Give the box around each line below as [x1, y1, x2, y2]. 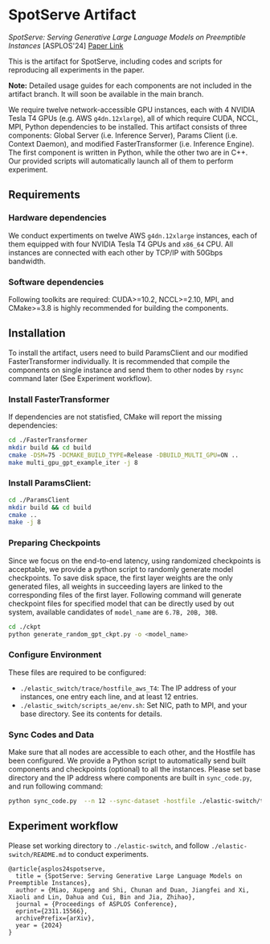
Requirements [8, 188, 80, 202]
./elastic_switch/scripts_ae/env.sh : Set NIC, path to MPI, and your [19, 700, 247, 710]
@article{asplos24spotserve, [8, 864, 106, 873]
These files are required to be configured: [8, 667, 146, 677]
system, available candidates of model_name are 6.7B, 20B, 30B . [8, 607, 219, 617]
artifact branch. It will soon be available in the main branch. [8, 89, 204, 98]
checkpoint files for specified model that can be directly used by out [8, 598, 235, 608]
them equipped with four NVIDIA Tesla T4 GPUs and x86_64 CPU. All [8, 239, 234, 249]
